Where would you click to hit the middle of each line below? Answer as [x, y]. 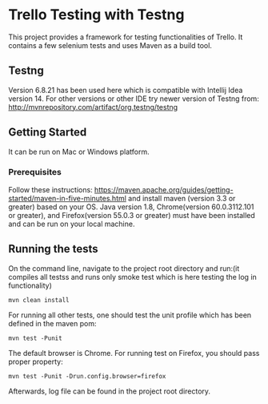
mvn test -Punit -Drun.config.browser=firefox [87, 376]
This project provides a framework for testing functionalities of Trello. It [126, 37]
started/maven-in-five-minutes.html [67, 198]
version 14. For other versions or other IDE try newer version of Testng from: [134, 99]
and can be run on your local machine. [72, 224]
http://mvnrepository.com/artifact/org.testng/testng [93, 107]
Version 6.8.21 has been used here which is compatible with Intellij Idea [126, 90]
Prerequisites [35, 172]
